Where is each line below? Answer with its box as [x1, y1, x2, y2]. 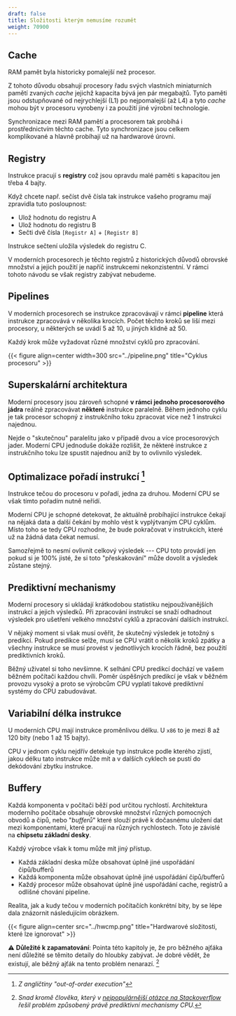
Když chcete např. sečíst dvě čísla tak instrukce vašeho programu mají [8, 192, 211, 201]
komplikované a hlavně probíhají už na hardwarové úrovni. [8, 133, 176, 141]
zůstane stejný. [8, 562, 52, 570]
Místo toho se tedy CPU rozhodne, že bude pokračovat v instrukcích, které [8, 525, 223, 534]
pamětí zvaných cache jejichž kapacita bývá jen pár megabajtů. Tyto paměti [8, 89, 228, 97]
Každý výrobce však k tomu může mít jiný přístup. [8, 844, 152, 853]
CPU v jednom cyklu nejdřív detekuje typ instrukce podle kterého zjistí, [8, 747, 212, 756]
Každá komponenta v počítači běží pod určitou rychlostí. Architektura [8, 801, 208, 809]
